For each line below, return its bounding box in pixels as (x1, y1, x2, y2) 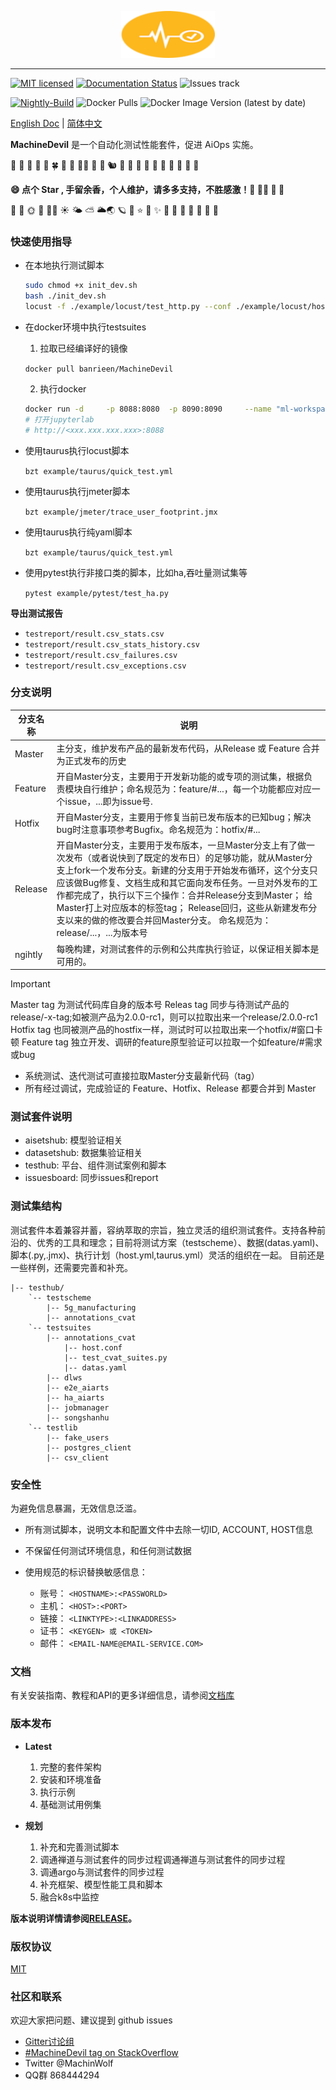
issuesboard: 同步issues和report (24, 1172, 159, 1184)
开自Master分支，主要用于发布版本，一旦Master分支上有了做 (56, 839, 307, 851)
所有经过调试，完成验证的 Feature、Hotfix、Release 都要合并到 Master (24, 1082, 317, 1095)
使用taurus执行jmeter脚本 (24, 485, 131, 497)
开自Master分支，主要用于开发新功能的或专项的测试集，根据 (56, 770, 305, 782)
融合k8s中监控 (39, 1891, 100, 1903)
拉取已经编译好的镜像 (39, 342, 128, 354)
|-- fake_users (46, 1432, 110, 1443)
